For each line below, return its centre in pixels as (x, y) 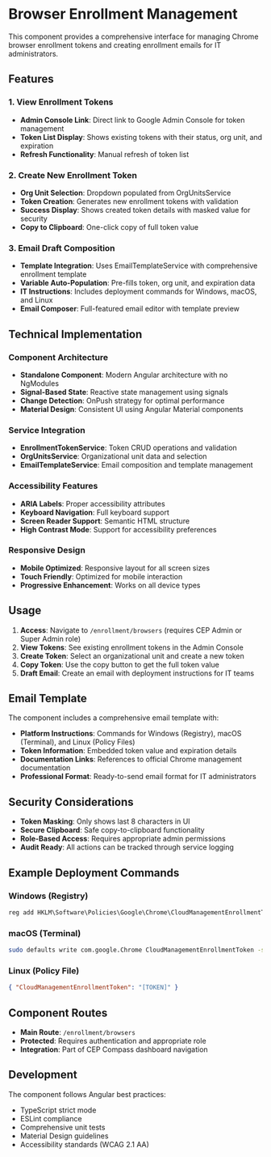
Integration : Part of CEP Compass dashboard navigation (114, 1049)
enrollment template (53, 274)
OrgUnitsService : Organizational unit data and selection (113, 456)
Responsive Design (47, 550)
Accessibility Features (53, 486)
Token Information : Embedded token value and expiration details (128, 751)
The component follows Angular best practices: (88, 1094)
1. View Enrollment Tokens (61, 102)
